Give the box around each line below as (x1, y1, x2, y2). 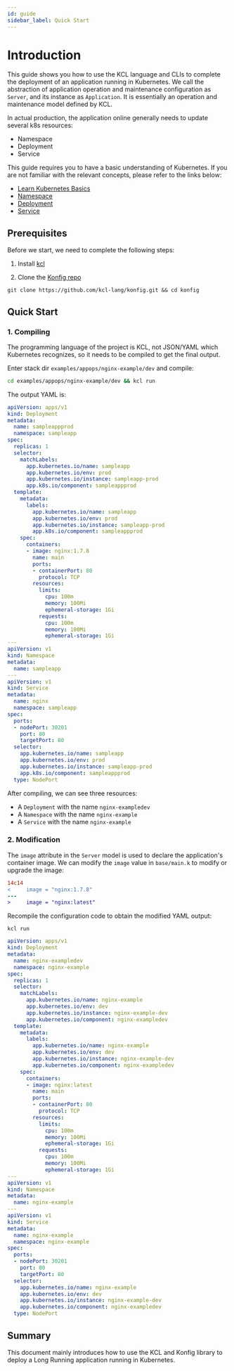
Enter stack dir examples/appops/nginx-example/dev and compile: (7, 363, 195, 372)
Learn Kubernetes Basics (17, 184, 91, 193)
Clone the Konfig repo (17, 273, 82, 282)
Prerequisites (7, 227, 67, 239)
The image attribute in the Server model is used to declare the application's (7, 851, 223, 859)
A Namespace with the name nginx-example (17, 810, 138, 819)
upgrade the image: (7, 866, 65, 874)
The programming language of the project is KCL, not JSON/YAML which (7, 342, 219, 351)
